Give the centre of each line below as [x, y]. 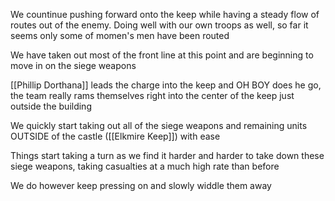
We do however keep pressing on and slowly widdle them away [141, 185]
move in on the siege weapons [73, 65]
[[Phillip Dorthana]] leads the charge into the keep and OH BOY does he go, [166, 85]
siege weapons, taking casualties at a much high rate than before [145, 166]
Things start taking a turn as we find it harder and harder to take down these [167, 155]
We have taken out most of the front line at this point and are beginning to [162, 55]
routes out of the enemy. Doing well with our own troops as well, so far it [159, 25]
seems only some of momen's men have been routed [120, 35]
